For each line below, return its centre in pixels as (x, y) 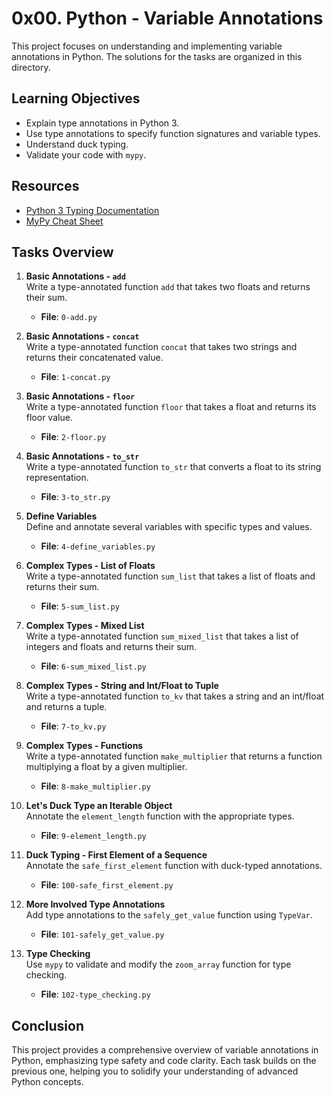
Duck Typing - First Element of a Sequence (116, 855)
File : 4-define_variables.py (98, 546)
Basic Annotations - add (75, 276)
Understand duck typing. (77, 144)
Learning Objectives (76, 98)
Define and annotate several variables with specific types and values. (169, 527)
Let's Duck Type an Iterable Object (99, 806)
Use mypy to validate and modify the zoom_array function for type (158, 964)
